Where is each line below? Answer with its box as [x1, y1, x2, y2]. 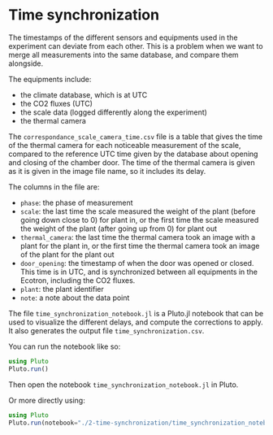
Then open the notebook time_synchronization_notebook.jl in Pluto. [8, 380, 239, 389]
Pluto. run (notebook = [8, 419, 79, 427]
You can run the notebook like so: [8, 341, 121, 351]
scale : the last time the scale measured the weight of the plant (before [19, 206, 256, 216]
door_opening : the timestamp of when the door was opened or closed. [19, 258, 254, 268]
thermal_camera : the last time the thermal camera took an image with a [19, 232, 256, 241]
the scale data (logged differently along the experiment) [19, 107, 207, 117]
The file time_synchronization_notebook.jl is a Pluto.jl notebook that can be [8, 308, 264, 318]
